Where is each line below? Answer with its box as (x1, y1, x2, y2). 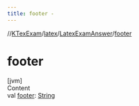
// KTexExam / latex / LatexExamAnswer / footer (7, 29, 132, 37)
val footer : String (7, 91, 56, 99)
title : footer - (7, 10, 54, 17)
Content (7, 84, 31, 92)
